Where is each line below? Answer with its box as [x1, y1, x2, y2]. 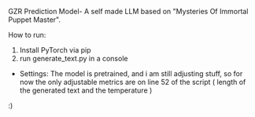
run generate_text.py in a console [19, 54, 128, 63]
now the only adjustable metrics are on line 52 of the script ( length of [19, 78, 246, 86]
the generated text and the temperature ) [19, 86, 153, 95]
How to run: [8, 31, 46, 39]
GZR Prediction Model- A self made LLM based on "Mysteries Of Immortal [8, 7, 249, 16]
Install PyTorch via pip [19, 46, 91, 54]
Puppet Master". [8, 15, 61, 24]
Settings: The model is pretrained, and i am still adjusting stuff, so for [19, 69, 243, 78]
